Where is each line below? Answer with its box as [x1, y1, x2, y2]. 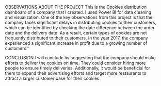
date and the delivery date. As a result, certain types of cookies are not [5, 30, 147, 35]
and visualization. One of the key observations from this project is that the [5, 15, 153, 20]
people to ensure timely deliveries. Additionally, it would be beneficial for [5, 65, 150, 71]
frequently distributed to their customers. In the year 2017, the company [5, 35, 148, 41]
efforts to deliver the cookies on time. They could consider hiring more [5, 60, 146, 66]
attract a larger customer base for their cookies [5, 75, 99, 81]
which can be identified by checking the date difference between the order [5, 25, 155, 31]
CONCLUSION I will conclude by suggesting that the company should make [5, 55, 156, 60]
